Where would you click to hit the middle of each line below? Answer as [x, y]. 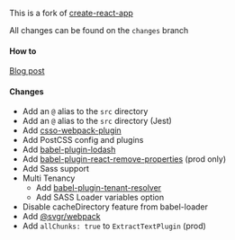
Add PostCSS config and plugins [83, 140]
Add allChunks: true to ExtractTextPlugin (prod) [114, 226]
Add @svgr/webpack [61, 217]
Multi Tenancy [49, 178]
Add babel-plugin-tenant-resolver [99, 188]
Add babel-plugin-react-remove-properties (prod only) [124, 159]
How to [23, 51]
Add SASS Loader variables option [100, 198]
